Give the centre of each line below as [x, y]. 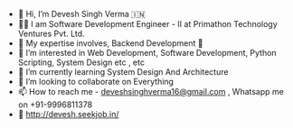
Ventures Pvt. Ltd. [51, 33]
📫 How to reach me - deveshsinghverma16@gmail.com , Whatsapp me [151, 91]
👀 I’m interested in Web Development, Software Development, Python [147, 53]
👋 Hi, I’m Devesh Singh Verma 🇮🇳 [82, 14]
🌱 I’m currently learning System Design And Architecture [123, 72]
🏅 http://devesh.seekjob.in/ [68, 114]
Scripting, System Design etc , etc [81, 62]
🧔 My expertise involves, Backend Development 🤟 [110, 43]
